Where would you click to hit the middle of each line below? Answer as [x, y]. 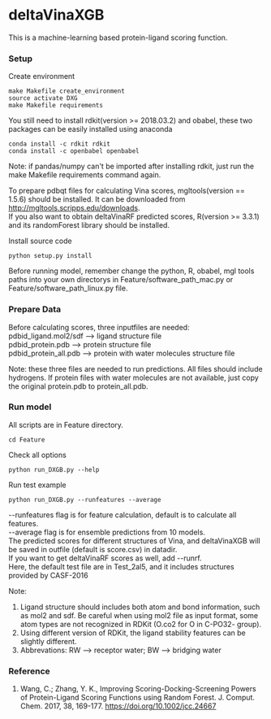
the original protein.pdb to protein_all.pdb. [78, 386]
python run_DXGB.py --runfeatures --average [85, 499]
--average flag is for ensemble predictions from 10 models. [107, 532]
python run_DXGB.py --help [54, 469]
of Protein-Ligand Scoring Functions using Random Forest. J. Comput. [138, 698]
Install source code [40, 241]
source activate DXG [43, 98]
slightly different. [48, 641]
